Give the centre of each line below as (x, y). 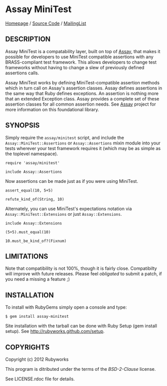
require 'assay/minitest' (32, 163)
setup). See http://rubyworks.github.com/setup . (55, 331)
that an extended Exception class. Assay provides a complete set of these (82, 99)
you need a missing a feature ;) (37, 279)
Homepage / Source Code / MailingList (46, 23)
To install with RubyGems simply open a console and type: (66, 307)
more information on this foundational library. (52, 109)
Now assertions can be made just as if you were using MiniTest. (72, 181)
